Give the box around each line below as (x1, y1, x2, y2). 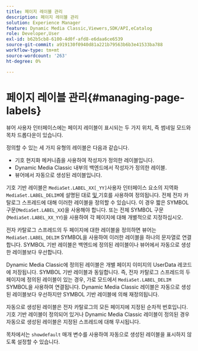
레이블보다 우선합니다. (12, 248, 63, 256)
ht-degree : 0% (6, 58, 41, 64)
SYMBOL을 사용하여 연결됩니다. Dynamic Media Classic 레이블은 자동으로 (6, 283, 180, 291)
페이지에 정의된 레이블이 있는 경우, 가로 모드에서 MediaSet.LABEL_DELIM (6, 276, 172, 283)
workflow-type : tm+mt (6, 47, 60, 53)
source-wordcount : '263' (6, 53, 68, 59)
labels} (6, 104, 41, 117)
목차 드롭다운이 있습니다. (6, 132, 63, 139)
